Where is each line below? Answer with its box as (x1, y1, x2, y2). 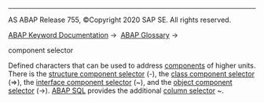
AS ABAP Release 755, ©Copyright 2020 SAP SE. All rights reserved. (8, 15, 232, 24)
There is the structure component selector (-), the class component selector (8, 69, 255, 79)
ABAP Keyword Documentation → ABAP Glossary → (8, 31, 178, 39)
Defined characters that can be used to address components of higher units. (8, 61, 256, 70)
